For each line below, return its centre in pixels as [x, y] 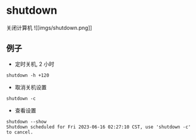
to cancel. [20, 132]
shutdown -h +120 [28, 75]
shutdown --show [26, 121]
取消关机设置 [30, 87]
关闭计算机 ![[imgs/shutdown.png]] [49, 28]
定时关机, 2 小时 [35, 64]
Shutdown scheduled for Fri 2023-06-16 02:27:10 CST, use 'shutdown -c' [99, 127]
